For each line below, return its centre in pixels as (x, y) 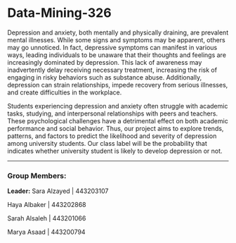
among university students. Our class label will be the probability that (107, 143)
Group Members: (37, 175)
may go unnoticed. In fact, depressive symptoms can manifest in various (112, 47)
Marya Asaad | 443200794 (46, 232)
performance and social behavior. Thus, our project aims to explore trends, (116, 128)
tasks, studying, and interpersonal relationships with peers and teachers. (113, 113)
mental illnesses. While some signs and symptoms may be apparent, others (117, 39)
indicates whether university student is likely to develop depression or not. (115, 151)
